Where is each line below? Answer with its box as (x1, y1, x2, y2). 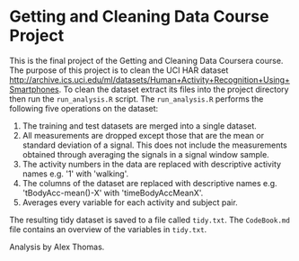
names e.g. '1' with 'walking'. (22, 168, 129, 179)
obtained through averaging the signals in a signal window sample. (22, 148, 269, 159)
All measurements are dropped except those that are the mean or (22, 130, 265, 140)
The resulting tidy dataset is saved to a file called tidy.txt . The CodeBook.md (9, 214, 290, 225)
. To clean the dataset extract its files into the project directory (58, 84, 289, 94)
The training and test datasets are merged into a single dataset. (22, 120, 258, 131)
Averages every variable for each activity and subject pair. (22, 196, 238, 208)
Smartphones (9, 84, 60, 94)
